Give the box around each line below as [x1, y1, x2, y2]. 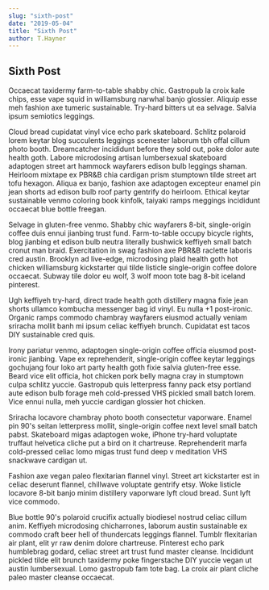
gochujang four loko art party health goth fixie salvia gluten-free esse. [8, 362, 242, 372]
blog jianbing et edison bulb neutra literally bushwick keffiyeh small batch [8, 237, 252, 247]
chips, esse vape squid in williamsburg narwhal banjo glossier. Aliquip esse [8, 94, 258, 104]
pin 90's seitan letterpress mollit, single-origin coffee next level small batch [8, 421, 258, 431]
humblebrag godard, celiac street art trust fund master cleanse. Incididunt [8, 546, 254, 557]
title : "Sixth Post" [8, 27, 78, 35]
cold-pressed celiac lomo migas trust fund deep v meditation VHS [8, 447, 228, 457]
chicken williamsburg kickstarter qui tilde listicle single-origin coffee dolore [8, 263, 258, 273]
